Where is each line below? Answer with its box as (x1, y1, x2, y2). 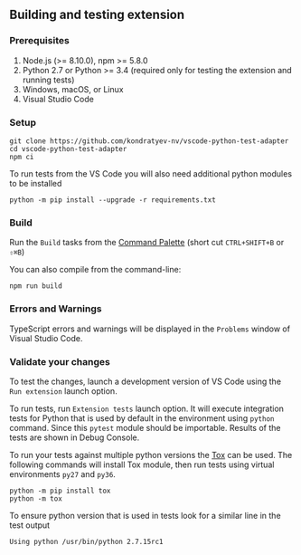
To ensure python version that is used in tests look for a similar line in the (9, 510, 282, 521)
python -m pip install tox (9, 486, 111, 495)
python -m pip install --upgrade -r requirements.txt (9, 195, 217, 205)
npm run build (9, 282, 63, 291)
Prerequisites (9, 34, 70, 47)
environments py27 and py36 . (9, 468, 116, 479)
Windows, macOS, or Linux (22, 83, 124, 94)
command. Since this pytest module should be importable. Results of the (9, 422, 281, 433)
